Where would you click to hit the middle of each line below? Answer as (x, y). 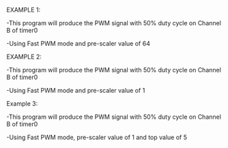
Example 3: (22, 104)
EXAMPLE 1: (24, 10)
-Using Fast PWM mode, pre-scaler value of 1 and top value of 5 (97, 137)
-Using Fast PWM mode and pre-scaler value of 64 (79, 43)
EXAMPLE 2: (24, 57)
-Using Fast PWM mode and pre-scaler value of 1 (76, 90)
